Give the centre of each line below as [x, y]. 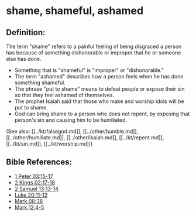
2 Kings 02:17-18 [35, 182]
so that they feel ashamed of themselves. [64, 95]
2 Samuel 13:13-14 [37, 188]
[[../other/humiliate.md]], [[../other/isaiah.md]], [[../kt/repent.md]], [85, 138]
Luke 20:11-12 [31, 195]
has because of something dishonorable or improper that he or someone [94, 53]
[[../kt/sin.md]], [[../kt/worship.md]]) [49, 144]
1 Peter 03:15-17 [34, 176]
